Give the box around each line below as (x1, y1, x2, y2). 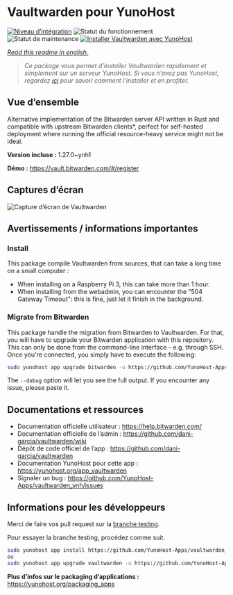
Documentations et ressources (7, 404, 144, 416)
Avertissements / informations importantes (7, 222, 198, 234)
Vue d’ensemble (7, 97, 80, 108)
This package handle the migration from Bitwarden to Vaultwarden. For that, (7, 328, 224, 336)
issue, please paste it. (7, 384, 69, 392)
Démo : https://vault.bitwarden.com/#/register (7, 164, 139, 172)
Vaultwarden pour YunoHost (7, 4, 175, 20)
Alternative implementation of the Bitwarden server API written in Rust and (7, 115, 220, 123)
